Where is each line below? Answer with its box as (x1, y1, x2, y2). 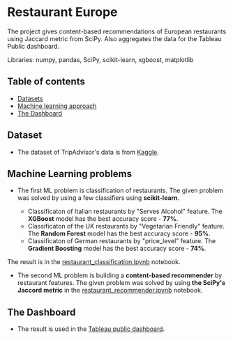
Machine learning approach (17, 102, 97, 110)
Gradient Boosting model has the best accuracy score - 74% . (27, 245, 206, 253)
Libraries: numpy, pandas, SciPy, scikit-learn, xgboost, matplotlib (7, 55, 194, 63)
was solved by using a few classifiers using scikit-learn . (17, 194, 180, 202)
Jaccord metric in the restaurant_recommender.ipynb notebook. (17, 286, 203, 295)
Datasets (17, 94, 43, 102)
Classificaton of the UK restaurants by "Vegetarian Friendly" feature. (27, 222, 225, 231)
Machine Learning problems (7, 168, 133, 180)
